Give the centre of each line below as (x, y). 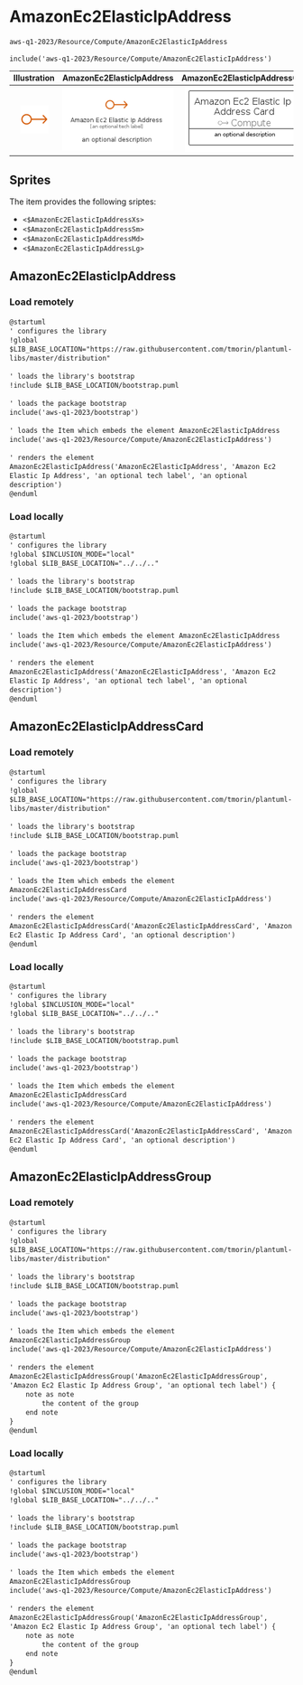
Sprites (30, 179)
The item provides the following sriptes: (83, 202)
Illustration (34, 78)
